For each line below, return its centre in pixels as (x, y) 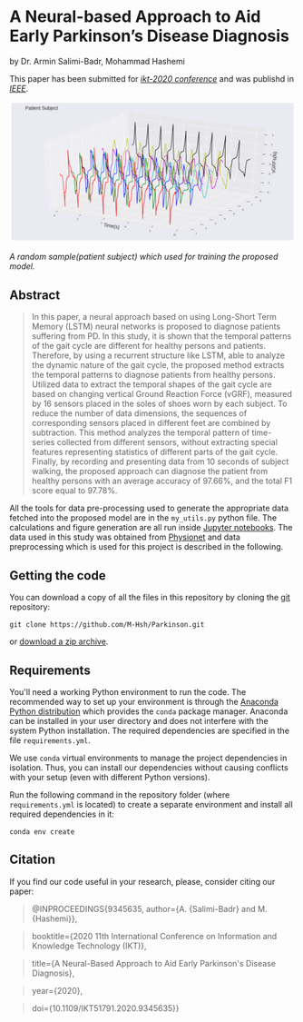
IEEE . (19, 88)
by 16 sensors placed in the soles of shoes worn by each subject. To (159, 404)
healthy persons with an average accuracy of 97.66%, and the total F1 (162, 481)
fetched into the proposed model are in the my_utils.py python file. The (143, 518)
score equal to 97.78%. (74, 491)
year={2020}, (57, 990)
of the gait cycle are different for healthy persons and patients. (148, 346)
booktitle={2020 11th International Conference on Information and (154, 936)
